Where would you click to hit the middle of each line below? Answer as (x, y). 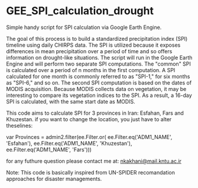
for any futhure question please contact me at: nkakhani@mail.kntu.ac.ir (94, 161)
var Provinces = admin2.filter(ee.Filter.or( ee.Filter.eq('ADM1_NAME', (89, 137)
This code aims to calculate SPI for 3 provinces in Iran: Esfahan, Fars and (95, 113)
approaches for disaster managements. (54, 179)
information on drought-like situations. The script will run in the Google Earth (99, 57)
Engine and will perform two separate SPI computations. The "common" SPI (98, 64)
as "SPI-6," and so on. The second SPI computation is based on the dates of (99, 82)
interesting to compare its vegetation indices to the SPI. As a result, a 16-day (99, 95)
